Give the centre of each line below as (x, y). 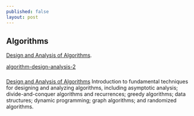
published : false (28, 12)
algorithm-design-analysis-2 (41, 67)
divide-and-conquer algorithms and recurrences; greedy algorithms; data (96, 94)
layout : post (22, 17)
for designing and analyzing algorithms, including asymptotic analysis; (92, 88)
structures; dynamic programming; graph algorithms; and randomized (91, 101)
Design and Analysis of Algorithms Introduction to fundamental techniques (97, 82)
